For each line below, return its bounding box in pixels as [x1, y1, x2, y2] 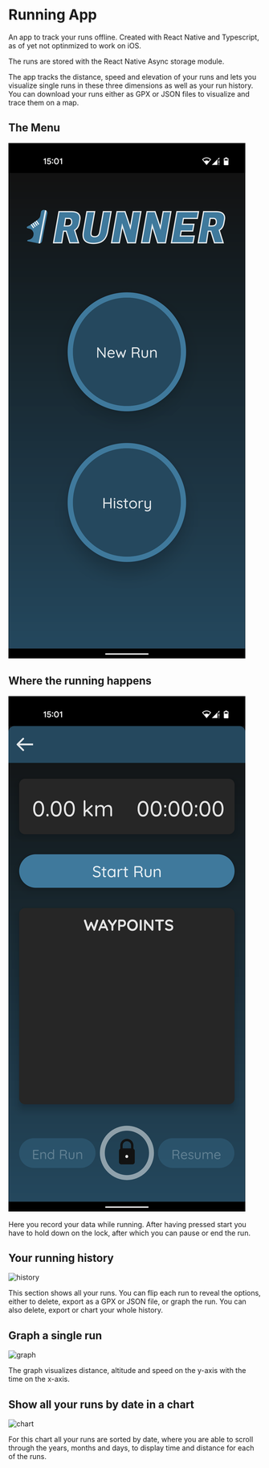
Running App [8, 6, 98, 24]
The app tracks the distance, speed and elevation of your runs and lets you [8, 72, 257, 81]
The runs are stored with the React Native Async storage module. [8, 56, 225, 66]
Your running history [8, 1251, 114, 1265]
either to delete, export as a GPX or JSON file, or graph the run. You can [8, 1296, 247, 1306]
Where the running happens [8, 674, 153, 688]
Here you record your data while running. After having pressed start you [8, 1219, 247, 1229]
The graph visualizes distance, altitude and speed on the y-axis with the [8, 1366, 247, 1375]
